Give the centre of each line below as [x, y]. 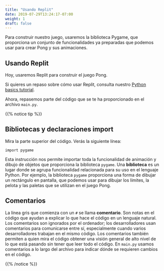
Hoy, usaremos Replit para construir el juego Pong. [56, 75]
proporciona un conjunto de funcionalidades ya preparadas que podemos [79, 43]
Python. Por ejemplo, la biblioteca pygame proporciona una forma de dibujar [81, 175]
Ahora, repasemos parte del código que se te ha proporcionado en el [75, 99]
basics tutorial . [20, 90]
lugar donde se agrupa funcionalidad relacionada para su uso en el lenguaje [82, 169]
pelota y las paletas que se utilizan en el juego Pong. [58, 185]
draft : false [18, 23]
